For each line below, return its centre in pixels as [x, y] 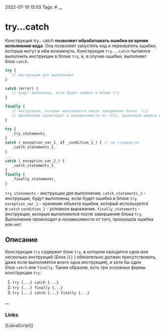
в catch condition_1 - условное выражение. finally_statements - [73, 209]
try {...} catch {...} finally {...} [51, 293]
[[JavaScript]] [19, 326]
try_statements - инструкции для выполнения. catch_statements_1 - [75, 193]
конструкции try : [23, 273]
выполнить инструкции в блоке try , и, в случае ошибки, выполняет [76, 56]
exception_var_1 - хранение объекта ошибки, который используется [77, 204]
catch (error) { [22, 88]
